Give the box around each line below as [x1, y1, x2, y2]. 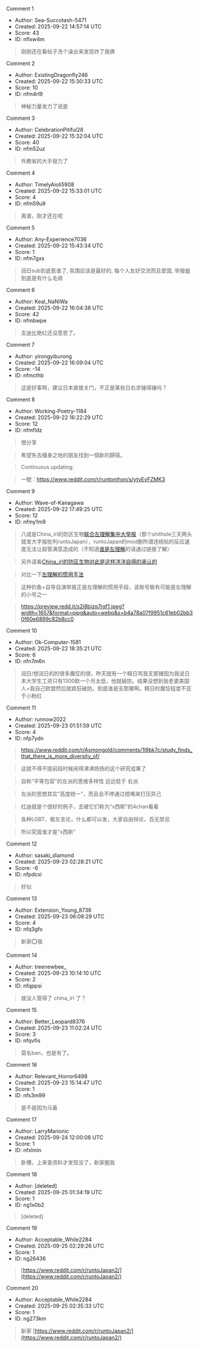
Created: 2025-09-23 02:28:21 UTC [14, 858, 103, 865]
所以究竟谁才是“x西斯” [20, 828, 76, 835]
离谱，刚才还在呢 [20, 212, 63, 219]
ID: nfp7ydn [14, 735, 44, 742]
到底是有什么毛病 [20, 274, 63, 281]
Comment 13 [6, 895, 38, 902]
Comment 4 [6, 169, 36, 176]
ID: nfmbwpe [14, 317, 46, 324]
